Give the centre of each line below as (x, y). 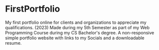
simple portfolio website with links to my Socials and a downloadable (75, 38)
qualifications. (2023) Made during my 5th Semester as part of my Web (78, 27)
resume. (14, 43)
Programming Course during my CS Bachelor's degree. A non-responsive (79, 33)
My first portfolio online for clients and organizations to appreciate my (76, 22)
